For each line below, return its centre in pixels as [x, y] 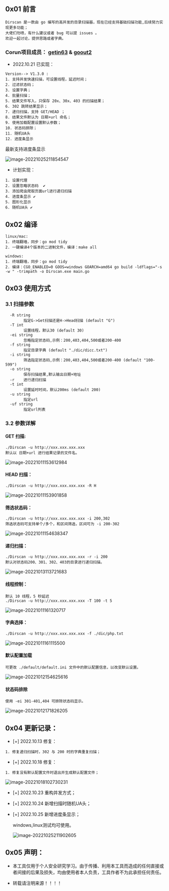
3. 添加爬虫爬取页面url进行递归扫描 [39, 191]
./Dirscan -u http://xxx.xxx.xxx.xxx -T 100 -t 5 [59, 601]
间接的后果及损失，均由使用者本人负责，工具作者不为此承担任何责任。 [90, 872]
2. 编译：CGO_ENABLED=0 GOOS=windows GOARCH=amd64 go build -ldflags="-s [84, 267]
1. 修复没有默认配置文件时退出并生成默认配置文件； [52, 772]
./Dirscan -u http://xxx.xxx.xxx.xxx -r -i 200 [57, 557]
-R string [20, 315]
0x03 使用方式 [28, 288]
